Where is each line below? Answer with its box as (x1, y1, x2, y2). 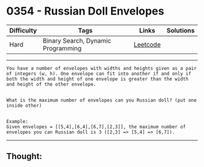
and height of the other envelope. (6, 81, 97, 87)
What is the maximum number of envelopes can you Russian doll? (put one (6, 97, 197, 103)
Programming (42, 44, 82, 52)
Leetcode (133, 40, 161, 49)
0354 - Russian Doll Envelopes (6, 4, 165, 18)
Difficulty (9, 26, 38, 35)
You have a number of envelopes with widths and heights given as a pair (6, 65, 197, 71)
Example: (6, 118, 29, 124)
